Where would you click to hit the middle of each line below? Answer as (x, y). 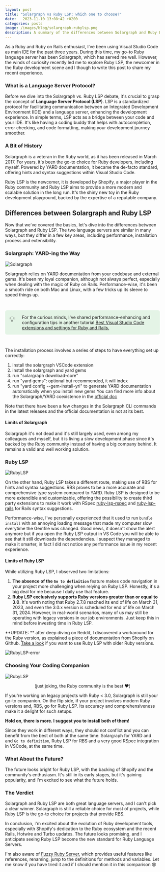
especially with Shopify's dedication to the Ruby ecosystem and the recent (81, 829)
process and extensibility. (31, 241)
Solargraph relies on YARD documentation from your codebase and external (82, 274)
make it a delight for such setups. (39, 711)
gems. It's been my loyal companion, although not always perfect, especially (82, 279)
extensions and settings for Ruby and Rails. (66, 327)
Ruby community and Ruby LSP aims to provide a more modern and (74, 187)
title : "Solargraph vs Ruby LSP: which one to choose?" (63, 14)
